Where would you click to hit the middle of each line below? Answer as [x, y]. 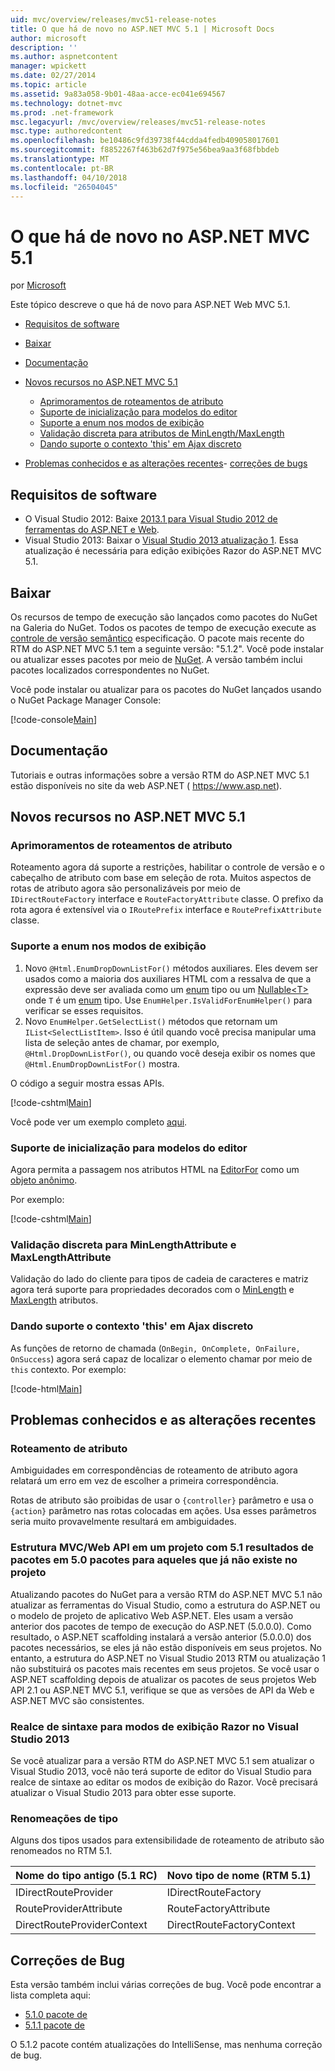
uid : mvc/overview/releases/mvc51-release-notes [113, 19]
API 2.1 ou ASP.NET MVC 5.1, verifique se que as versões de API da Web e [162, 1690]
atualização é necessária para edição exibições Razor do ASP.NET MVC [173, 551]
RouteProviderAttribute [69, 1909]
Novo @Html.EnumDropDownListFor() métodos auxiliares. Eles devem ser [171, 968]
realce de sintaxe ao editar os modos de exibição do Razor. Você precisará [164, 1782]
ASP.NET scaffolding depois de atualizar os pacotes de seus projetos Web [163, 1679]
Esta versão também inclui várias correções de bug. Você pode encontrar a [166, 1985]
